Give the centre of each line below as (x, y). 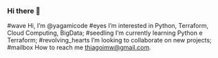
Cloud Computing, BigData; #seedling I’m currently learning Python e (105, 33)
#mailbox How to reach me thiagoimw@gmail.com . (79, 48)
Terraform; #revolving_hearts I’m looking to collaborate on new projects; (109, 40)
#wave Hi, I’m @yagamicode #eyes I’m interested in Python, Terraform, (108, 26)
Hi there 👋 (24, 11)
